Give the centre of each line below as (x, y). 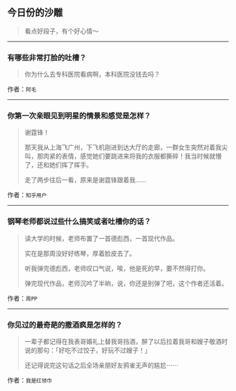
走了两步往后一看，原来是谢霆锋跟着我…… (85, 180)
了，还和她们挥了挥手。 (58, 165)
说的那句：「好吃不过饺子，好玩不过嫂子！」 (87, 350)
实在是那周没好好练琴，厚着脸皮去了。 (80, 253)
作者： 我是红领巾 (30, 380)
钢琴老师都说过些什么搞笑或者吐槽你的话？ (79, 222)
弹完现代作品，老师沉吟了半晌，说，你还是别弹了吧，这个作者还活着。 (126, 283)
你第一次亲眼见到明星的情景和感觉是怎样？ (79, 116)
